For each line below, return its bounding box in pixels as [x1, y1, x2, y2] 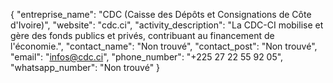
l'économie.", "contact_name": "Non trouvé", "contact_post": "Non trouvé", [10, 40, 318, 52]
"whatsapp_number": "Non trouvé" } [10, 62, 161, 73]
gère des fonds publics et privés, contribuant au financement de [10, 30, 275, 41]
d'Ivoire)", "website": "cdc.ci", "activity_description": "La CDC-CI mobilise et [10, 19, 324, 31]
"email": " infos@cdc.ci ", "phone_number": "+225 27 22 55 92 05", [10, 51, 284, 63]
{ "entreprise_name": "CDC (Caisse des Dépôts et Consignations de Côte [10, 9, 312, 20]
